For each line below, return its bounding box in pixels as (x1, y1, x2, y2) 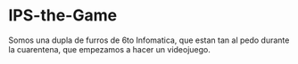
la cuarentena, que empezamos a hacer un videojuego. (8, 44, 211, 54)
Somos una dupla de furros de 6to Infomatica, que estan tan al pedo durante (8, 35, 290, 45)
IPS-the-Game (8, 5, 118, 26)
